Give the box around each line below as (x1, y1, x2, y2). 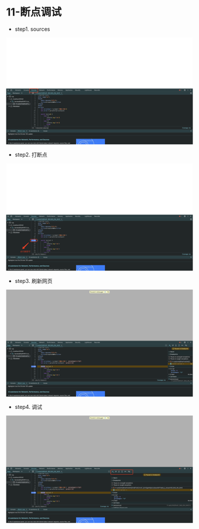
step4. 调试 (14, 404, 43, 411)
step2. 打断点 (14, 151, 47, 158)
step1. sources (14, 25, 50, 33)
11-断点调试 (6, 5, 62, 19)
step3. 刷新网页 (14, 277, 53, 284)
